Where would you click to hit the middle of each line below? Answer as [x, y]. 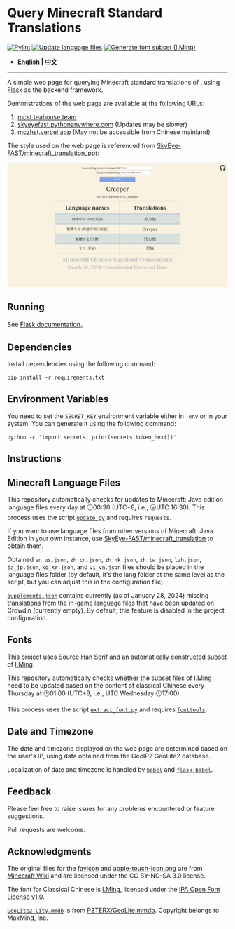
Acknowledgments [50, 851]
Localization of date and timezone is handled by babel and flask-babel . [110, 769]
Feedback [29, 792]
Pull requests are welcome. [46, 829]
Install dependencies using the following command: [81, 364]
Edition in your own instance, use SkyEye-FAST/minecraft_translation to [110, 539]
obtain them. [26, 546]
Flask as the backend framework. [55, 90]
